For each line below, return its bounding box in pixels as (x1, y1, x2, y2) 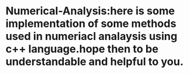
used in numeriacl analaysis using (5, 30, 178, 43)
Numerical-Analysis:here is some (5, 4, 175, 18)
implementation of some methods (5, 17, 176, 30)
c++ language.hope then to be (5, 42, 159, 56)
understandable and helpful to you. (5, 55, 184, 69)
